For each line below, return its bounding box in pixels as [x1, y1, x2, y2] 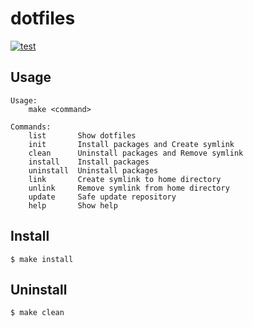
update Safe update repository [28, 192, 177, 202]
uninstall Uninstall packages [28, 165, 159, 176]
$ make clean [10, 308, 65, 318]
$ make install [10, 254, 74, 264]
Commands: [10, 122, 52, 132]
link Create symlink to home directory [28, 174, 222, 184]
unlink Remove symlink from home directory [28, 183, 230, 193]
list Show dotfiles [28, 130, 137, 141]
